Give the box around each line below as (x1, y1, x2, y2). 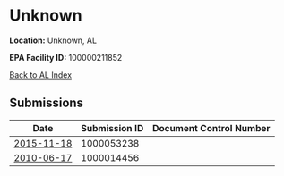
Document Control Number (151, 122, 271, 134)
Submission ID (80, 122, 144, 134)
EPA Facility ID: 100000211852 (9, 52, 123, 63)
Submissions (9, 96, 83, 111)
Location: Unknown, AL (9, 35, 97, 46)
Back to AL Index (9, 69, 73, 80)
